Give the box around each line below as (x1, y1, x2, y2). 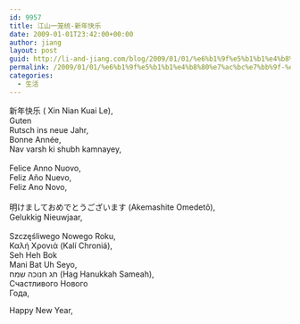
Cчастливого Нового (9, 278, 88, 288)
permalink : (9, 63, 50, 72)
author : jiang (9, 37, 62, 47)
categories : (9, 71, 54, 80)
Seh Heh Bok (9, 249, 58, 260)
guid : (9, 54, 29, 63)
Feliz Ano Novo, (9, 181, 68, 192)
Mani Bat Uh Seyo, (9, 259, 78, 270)
